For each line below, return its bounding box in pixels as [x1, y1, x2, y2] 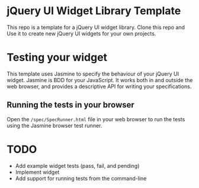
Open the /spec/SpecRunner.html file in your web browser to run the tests [7, 115, 185, 122]
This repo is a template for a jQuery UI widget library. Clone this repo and [7, 24, 185, 31]
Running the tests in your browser [7, 100, 135, 110]
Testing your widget [7, 51, 108, 64]
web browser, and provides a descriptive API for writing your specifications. [7, 83, 192, 90]
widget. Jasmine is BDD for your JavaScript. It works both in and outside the [7, 76, 193, 83]
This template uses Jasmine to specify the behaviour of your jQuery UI [7, 70, 179, 77]
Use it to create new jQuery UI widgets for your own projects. [7, 30, 156, 37]
